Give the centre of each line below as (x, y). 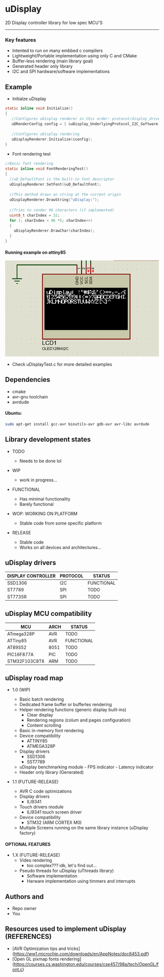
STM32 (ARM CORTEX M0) (54, 822)
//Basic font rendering (29, 164)
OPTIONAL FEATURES (28, 844)
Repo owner (24, 908)
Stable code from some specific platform (61, 523)
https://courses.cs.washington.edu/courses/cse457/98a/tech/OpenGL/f (86, 964)
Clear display (40, 715)
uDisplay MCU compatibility (49, 614)
